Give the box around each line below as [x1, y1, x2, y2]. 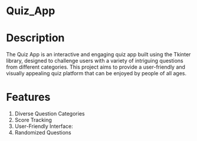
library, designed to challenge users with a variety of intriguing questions [6, 57, 184, 65]
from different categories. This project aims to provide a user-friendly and [6, 63, 186, 70]
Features [6, 91, 51, 104]
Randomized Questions [14, 129, 72, 136]
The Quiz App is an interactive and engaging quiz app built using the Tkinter [6, 51, 191, 58]
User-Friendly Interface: [14, 123, 73, 130]
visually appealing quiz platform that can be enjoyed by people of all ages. [6, 70, 187, 77]
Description [6, 31, 65, 45]
